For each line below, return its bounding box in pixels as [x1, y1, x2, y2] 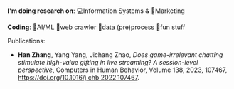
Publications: [7, 37, 46, 45]
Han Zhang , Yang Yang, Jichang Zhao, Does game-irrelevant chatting [17, 51, 223, 59]
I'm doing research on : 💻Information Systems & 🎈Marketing [7, 6, 185, 15]
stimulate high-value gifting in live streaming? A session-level [17, 58, 198, 66]
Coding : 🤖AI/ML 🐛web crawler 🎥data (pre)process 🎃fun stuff [7, 23, 186, 31]
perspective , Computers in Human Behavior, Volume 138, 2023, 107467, [17, 66, 228, 74]
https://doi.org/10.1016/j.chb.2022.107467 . [17, 73, 140, 81]
